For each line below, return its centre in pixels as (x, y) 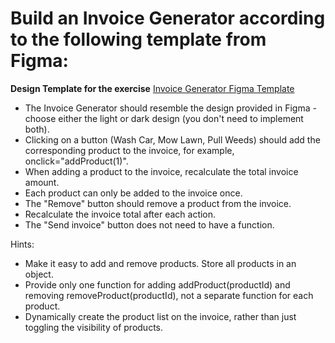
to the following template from (138, 39)
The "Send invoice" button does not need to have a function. (149, 224)
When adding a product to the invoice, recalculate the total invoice (161, 171)
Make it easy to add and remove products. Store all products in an (160, 263)
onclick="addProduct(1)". (76, 161)
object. (39, 274)
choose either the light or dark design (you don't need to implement (164, 118)
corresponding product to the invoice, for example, (129, 150)
